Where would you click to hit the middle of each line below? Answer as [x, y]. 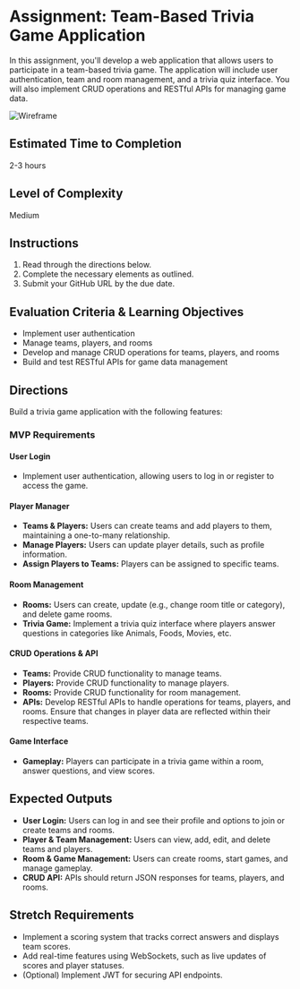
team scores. [47, 946]
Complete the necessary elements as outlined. [108, 274]
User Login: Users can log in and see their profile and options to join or [153, 820]
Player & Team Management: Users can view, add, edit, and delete [146, 840]
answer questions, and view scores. [88, 771]
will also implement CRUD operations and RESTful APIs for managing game [148, 89]
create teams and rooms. [68, 830]
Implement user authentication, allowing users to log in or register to [148, 476]
